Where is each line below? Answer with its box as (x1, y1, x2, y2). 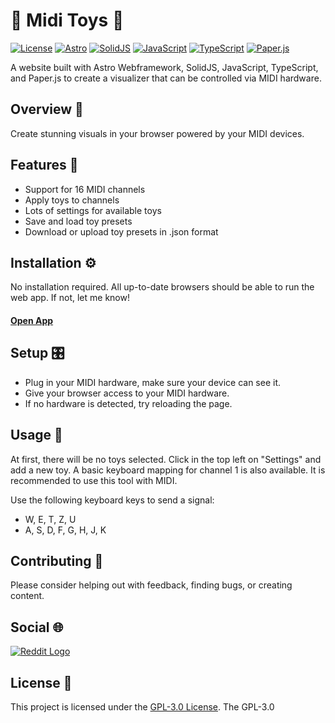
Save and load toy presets (24, 215, 133, 227)
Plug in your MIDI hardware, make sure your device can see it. (24, 376, 282, 388)
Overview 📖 (10, 101, 84, 118)
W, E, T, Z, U (24, 513, 77, 525)
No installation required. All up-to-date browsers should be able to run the (10, 281, 315, 293)
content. (10, 590, 45, 602)
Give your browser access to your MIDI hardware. (24, 387, 230, 399)
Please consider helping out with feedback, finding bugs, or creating (10, 579, 293, 591)
